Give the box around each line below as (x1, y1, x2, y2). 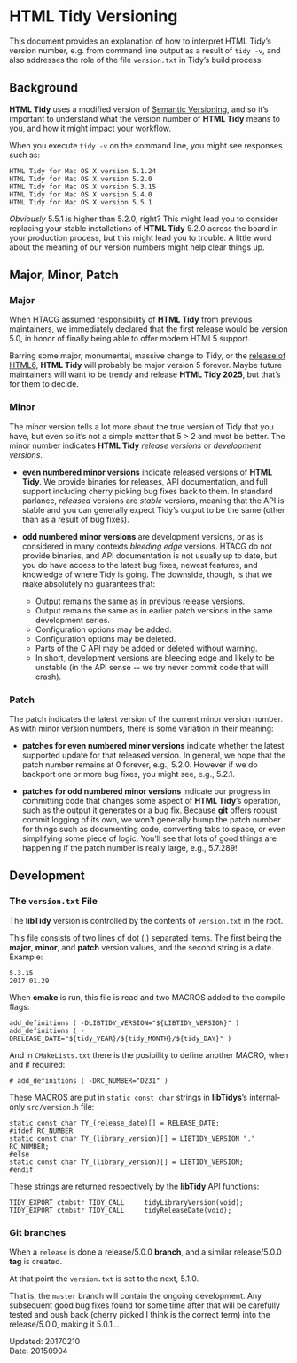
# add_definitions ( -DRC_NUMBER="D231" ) (9, 1076, 168, 1086)
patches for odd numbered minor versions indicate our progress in (21, 786, 270, 797)
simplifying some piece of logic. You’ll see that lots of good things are (21, 833, 277, 844)
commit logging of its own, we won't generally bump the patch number (21, 814, 281, 825)
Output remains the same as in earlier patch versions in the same (35, 605, 273, 615)
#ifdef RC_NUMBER (9, 1126, 74, 1135)
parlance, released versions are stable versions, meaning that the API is (21, 495, 285, 506)
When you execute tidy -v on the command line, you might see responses (9, 140, 283, 150)
